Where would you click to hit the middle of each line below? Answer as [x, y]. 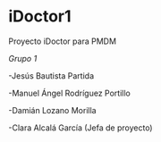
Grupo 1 [23, 58]
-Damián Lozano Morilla [52, 110]
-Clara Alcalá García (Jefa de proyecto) [80, 128]
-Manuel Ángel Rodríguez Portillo [69, 93]
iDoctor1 [40, 17]
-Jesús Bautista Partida [51, 75]
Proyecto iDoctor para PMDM [63, 41]
